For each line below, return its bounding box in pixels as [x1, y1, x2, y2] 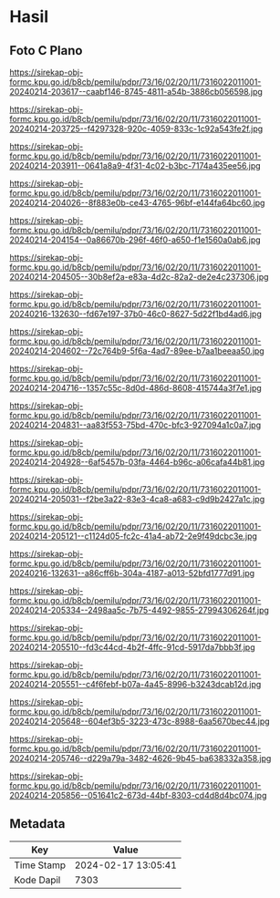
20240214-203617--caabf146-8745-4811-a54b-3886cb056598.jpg [9, 87, 263, 97]
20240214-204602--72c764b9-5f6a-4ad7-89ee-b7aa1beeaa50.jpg [9, 346, 264, 356]
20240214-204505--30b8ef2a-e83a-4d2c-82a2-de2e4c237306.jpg [9, 272, 269, 282]
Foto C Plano [9, 43, 83, 58]
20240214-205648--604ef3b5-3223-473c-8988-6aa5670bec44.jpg [9, 716, 271, 727]
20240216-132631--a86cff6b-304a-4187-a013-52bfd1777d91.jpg [9, 568, 255, 578]
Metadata [9, 816, 66, 831]
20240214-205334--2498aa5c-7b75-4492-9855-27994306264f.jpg [9, 604, 269, 615]
